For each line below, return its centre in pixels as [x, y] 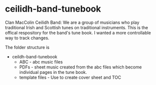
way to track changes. [27, 38]
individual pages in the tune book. [53, 72]
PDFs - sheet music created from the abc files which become [80, 67]
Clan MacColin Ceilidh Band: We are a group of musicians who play [72, 22]
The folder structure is [27, 47]
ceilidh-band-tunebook [53, 9]
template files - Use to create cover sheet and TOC [70, 77]
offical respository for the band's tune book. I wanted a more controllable [78, 33]
